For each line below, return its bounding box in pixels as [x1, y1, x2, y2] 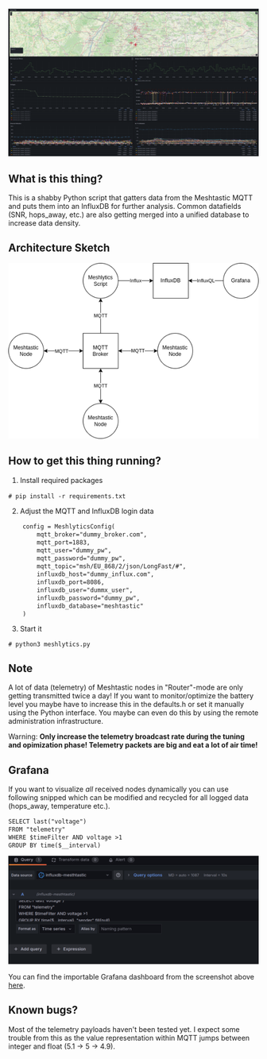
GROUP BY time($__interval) [8, 841, 102, 850]
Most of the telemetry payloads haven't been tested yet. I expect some [8, 1024, 240, 1034]
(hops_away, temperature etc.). [8, 802, 110, 811]
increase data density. [8, 218, 81, 228]
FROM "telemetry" [8, 825, 66, 834]
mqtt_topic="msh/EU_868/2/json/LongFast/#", [37, 562, 187, 570]
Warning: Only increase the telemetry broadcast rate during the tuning [8, 732, 245, 741]
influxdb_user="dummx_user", [37, 586, 133, 594]
